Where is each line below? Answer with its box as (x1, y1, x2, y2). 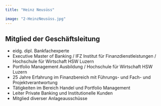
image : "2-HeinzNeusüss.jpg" (5, 16, 66, 21)
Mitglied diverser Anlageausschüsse (12, 96, 87, 102)
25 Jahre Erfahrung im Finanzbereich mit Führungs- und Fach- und (12, 74, 151, 80)
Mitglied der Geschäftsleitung (5, 34, 100, 43)
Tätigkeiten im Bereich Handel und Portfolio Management (12, 85, 130, 91)
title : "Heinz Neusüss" (5, 7, 55, 12)
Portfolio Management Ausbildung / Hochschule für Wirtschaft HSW (12, 64, 153, 70)
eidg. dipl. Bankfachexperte (12, 48, 69, 54)
